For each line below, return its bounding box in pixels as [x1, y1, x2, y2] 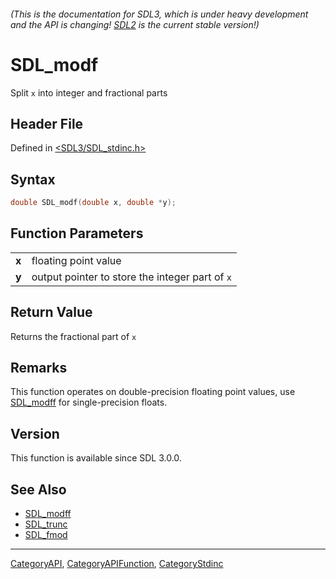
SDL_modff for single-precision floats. [10, 396, 168, 409]
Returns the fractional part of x [10, 330, 137, 342]
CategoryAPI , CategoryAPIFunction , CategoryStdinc [10, 558, 224, 570]
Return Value [10, 304, 93, 321]
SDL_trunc [24, 518, 68, 530]
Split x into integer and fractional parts [10, 86, 168, 99]
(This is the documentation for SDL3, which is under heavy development [10, 8, 309, 20]
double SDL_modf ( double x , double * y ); [10, 198, 177, 208]
